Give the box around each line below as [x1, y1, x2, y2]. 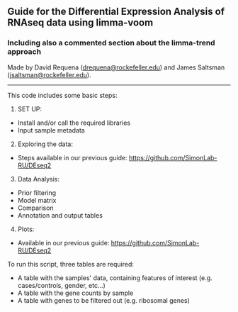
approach [7, 47, 41, 57]
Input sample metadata [17, 126, 85, 134]
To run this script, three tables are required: [7, 260, 135, 268]
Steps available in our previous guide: [17, 153, 127, 162]
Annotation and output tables [17, 211, 103, 219]
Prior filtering [17, 188, 57, 197]
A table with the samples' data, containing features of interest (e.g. [17, 273, 212, 282]
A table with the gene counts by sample [17, 289, 134, 297]
